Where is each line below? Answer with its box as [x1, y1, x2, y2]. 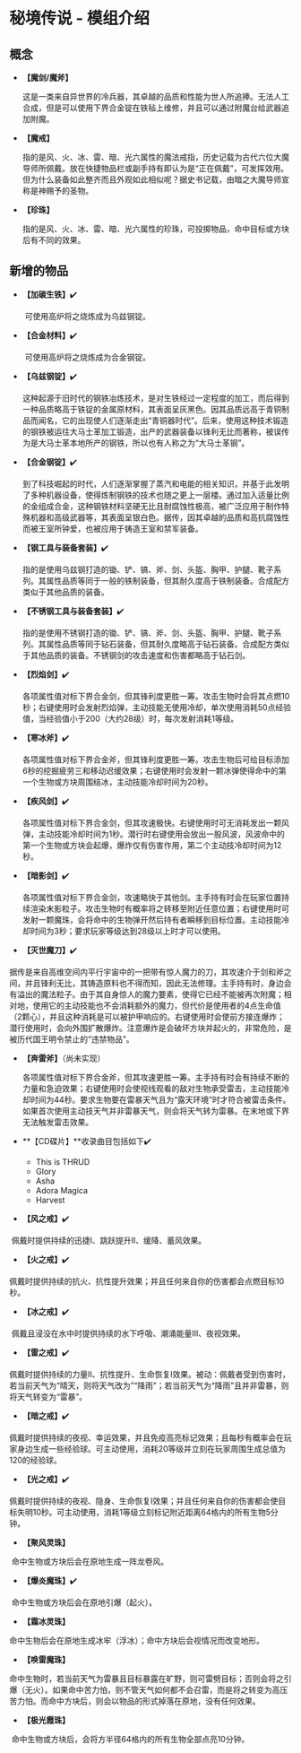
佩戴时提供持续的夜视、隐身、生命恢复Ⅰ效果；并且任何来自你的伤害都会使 [9, 1495, 279, 1506]
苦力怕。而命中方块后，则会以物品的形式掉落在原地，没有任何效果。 [9, 1696, 261, 1706]
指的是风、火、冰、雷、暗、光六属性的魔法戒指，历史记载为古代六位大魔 [21, 152, 289, 162]
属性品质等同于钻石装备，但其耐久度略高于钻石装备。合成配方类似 [46, 638, 289, 649]
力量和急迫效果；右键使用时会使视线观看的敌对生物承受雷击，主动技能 [21, 1082, 282, 1094]
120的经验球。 [9, 1454, 63, 1465]
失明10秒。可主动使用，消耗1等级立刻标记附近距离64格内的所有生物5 [16, 1506, 271, 1517]
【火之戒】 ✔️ [21, 1254, 70, 1264]
